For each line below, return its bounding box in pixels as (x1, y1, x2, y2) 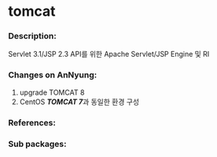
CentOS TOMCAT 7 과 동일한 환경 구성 (19, 97, 140, 107)
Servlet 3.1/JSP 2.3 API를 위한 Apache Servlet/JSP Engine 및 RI (8, 50, 210, 59)
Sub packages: (8, 138, 67, 149)
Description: (8, 31, 57, 42)
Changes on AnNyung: (8, 69, 97, 80)
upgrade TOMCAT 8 (19, 88, 85, 97)
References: (8, 117, 57, 128)
